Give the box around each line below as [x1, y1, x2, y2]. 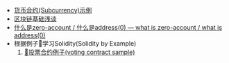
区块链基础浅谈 [13, 15, 57, 23]
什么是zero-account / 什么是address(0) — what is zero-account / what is [13, 24, 223, 31]
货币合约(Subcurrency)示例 [13, 6, 92, 14]
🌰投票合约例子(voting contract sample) [24, 48, 135, 56]
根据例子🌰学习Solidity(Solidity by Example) [13, 39, 137, 47]
